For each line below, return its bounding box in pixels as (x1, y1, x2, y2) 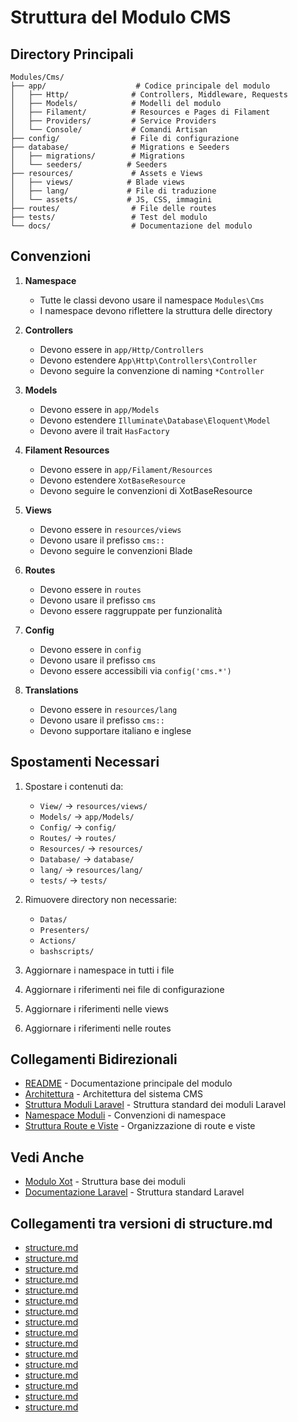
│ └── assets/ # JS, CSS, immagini (10, 195, 213, 205)
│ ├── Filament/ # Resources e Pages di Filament (10, 107, 271, 117)
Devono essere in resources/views (39, 523, 182, 535)
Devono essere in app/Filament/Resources (39, 463, 213, 475)
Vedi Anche (10, 1149, 85, 1166)
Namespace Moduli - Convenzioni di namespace (24, 1109, 227, 1121)
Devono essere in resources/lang (39, 703, 178, 715)
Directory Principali (10, 46, 134, 63)
